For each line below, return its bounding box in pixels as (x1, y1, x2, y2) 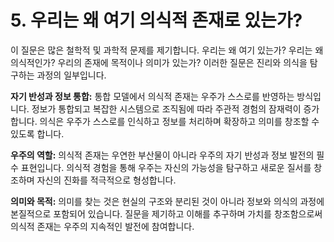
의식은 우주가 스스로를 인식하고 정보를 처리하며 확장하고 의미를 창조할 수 (39, 115, 320, 127)
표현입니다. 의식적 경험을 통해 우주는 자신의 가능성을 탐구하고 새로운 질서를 (20, 161, 312, 173)
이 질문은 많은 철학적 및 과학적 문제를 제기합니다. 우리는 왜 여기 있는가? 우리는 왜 (10, 44, 324, 56)
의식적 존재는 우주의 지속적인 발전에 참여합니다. (10, 220, 195, 232)
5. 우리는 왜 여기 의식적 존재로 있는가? (10, 9, 303, 32)
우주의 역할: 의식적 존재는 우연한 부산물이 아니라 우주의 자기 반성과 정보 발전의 (10, 149, 315, 161)
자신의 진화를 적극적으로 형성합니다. (36, 174, 177, 186)
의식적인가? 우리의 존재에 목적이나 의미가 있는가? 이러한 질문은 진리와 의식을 (10, 56, 308, 68)
